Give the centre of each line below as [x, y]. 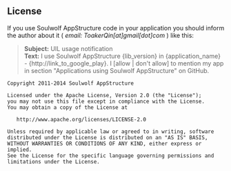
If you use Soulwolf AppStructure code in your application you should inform [116, 28]
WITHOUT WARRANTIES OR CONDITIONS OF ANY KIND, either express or [104, 143]
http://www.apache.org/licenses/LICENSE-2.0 [81, 119]
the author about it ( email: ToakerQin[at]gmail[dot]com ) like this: [101, 35]
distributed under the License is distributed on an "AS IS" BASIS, [108, 137]
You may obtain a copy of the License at [68, 107]
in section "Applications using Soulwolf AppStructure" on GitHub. [117, 70]
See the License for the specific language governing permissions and [111, 155]
